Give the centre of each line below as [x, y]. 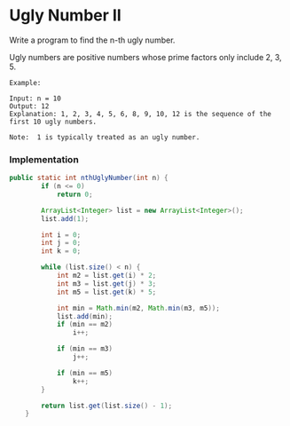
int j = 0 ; [61, 243]
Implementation [44, 159]
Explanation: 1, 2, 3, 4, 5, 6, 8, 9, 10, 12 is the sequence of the [141, 114]
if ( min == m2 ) [85, 325]
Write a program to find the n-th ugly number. [92, 40]
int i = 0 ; [61, 235]
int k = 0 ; [61, 251]
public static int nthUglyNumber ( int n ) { [89, 178]
